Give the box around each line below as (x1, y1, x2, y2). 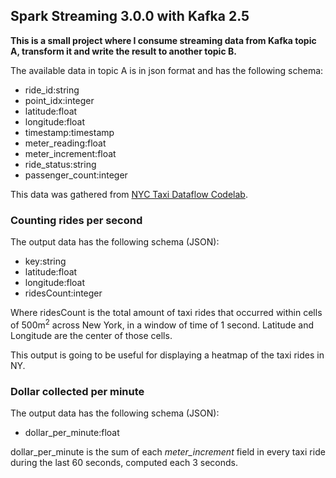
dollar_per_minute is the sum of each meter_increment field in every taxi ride (10, 446, 326, 458)
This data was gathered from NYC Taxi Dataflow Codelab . (10, 188, 248, 200)
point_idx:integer (24, 94, 95, 106)
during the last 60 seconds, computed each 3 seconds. (10, 457, 238, 469)
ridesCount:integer (24, 287, 103, 299)
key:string (24, 255, 67, 268)
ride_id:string (24, 84, 80, 96)
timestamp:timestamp (24, 126, 115, 138)
